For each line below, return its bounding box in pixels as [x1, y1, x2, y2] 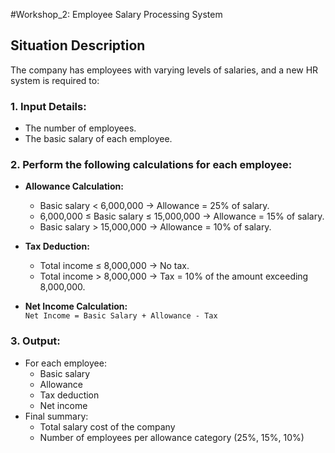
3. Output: [10, 334, 61, 348]
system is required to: [10, 74, 100, 86]
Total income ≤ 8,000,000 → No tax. [39, 260, 190, 272]
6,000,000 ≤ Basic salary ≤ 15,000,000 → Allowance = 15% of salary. [39, 210, 325, 223]
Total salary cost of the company [39, 420, 176, 433]
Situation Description [10, 37, 146, 54]
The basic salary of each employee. [24, 133, 173, 145]
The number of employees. [24, 122, 137, 134]
